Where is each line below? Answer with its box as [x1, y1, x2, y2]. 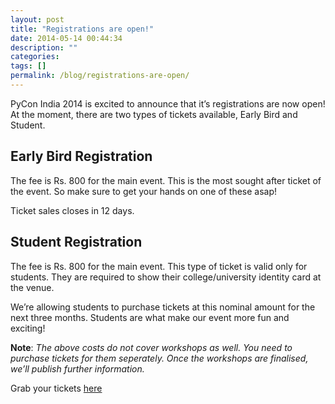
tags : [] [10, 61, 47, 71]
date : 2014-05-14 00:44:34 [10, 33, 123, 43]
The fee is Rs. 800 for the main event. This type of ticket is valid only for [10, 260, 308, 272]
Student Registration [10, 234, 143, 251]
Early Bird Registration [10, 148, 153, 165]
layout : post [10, 14, 65, 25]
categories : [10, 52, 60, 62]
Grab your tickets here [10, 382, 103, 394]
